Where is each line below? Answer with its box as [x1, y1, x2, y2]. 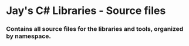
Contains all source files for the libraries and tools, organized [6, 25, 184, 33]
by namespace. [6, 32, 52, 40]
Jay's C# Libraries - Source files [6, 4, 166, 17]
